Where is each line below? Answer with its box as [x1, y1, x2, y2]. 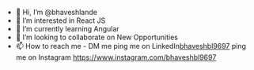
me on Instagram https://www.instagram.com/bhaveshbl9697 [15, 53, 217, 62]
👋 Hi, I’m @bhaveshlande [15, 8, 97, 17]
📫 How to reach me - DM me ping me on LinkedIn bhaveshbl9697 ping [15, 42, 247, 50]
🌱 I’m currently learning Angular [15, 24, 120, 33]
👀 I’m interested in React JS [15, 16, 106, 25]
